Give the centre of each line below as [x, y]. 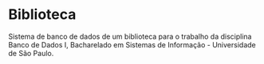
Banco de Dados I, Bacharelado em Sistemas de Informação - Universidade [132, 44]
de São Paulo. [31, 53]
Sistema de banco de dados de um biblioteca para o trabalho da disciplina [130, 36]
